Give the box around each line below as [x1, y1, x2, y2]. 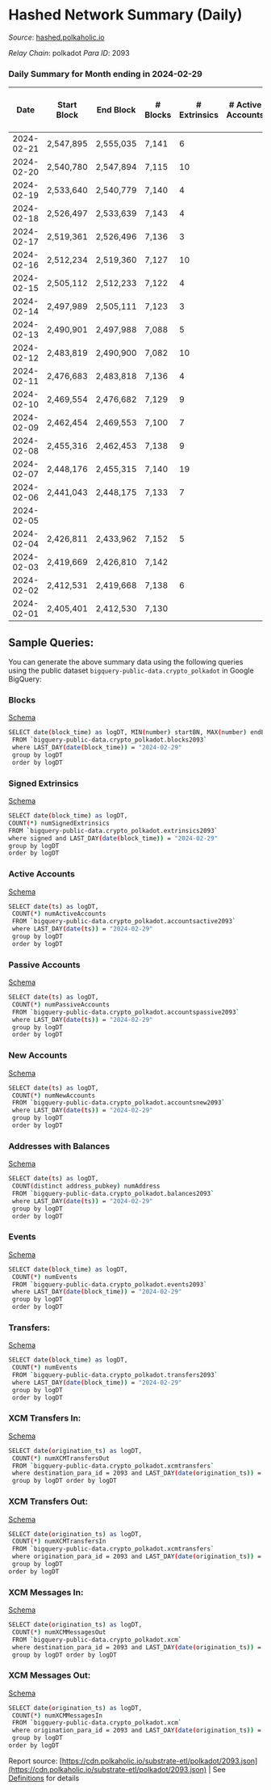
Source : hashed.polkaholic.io [8, 32, 105, 42]
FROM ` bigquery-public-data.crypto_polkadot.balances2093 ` [11, 1189, 215, 1197]
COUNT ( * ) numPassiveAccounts [11, 1000, 110, 1008]
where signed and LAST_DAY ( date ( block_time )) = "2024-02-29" [8, 834, 219, 842]
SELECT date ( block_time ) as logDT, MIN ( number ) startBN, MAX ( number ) [8, 728, 248, 737]
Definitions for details [8, 1773, 80, 1783]
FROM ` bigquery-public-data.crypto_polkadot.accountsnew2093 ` [11, 1099, 226, 1107]
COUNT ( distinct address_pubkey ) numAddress [11, 1182, 161, 1190]
